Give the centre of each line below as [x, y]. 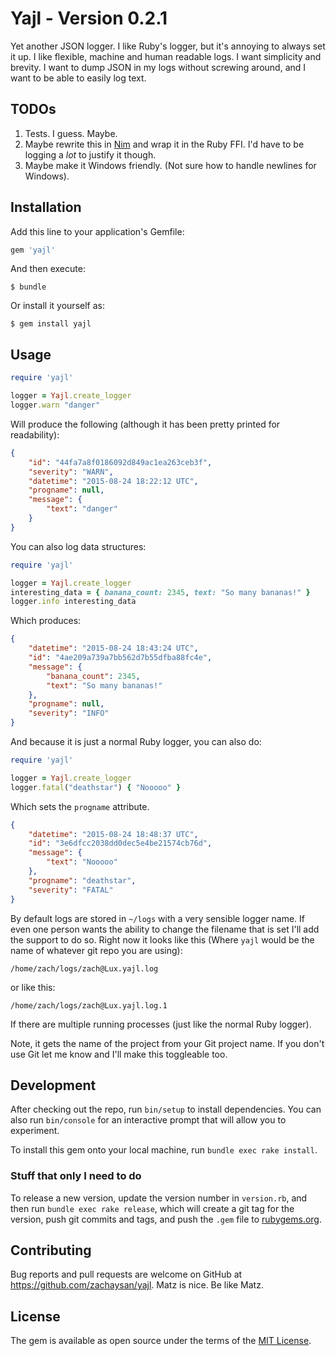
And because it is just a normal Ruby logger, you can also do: [136, 741]
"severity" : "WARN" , [71, 472]
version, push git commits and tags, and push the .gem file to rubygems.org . [166, 1219]
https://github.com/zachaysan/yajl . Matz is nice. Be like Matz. [137, 1285]
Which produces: [46, 621]
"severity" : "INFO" [69, 713]
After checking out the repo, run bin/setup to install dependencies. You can [166, 1109]
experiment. [35, 1131]
